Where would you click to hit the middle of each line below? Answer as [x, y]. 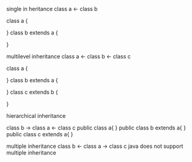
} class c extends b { [32, 92]
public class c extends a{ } [40, 134]
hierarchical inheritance [36, 116]
